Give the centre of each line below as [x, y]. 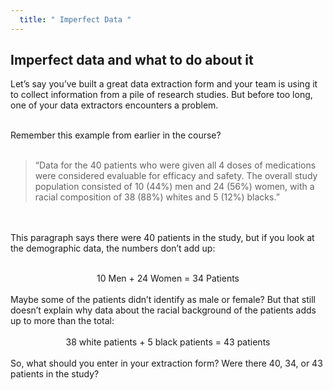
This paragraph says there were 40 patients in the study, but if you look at [162, 238]
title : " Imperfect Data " [75, 19]
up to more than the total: [62, 321]
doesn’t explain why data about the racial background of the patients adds [163, 310]
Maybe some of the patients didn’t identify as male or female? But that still [163, 300]
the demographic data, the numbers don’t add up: [113, 248]
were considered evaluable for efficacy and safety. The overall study [176, 176]
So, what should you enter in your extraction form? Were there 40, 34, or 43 [166, 363]
